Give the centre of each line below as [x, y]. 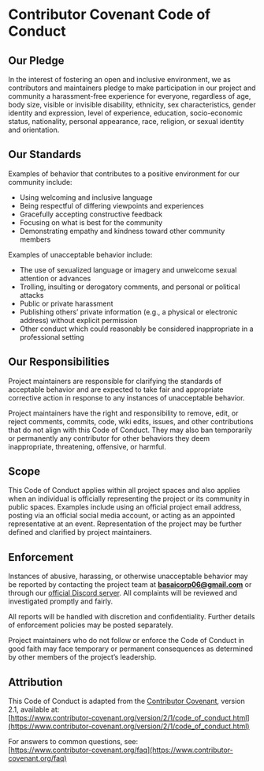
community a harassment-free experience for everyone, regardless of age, [130, 96]
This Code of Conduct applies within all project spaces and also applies [124, 491]
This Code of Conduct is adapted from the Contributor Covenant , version [127, 701]
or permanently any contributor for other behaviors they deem [109, 438]
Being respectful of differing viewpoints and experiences [112, 205]
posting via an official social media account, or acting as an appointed [122, 516]
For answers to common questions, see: [73, 742]
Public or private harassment [66, 303]
